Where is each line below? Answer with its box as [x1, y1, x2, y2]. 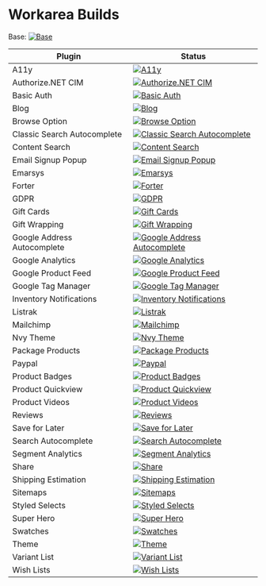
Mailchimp [12, 319, 51, 330]
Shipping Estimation [12, 474, 86, 485]
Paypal [12, 357, 38, 368]
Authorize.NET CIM [12, 77, 84, 88]
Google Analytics [12, 254, 76, 265]
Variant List [12, 551, 54, 562]
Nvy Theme [12, 332, 55, 343]
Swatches [12, 526, 49, 537]
